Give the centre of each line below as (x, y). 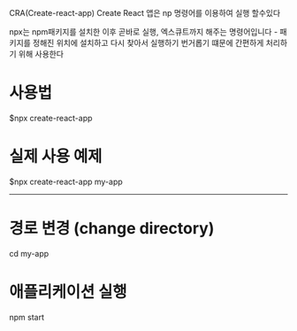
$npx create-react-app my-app (66, 181)
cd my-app (29, 253)
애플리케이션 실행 (68, 292)
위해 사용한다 (41, 54)
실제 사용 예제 (56, 157)
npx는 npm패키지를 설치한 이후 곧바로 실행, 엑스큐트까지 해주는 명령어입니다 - (144, 32)
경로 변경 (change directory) (112, 229)
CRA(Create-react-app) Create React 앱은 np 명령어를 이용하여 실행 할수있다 (145, 13)
